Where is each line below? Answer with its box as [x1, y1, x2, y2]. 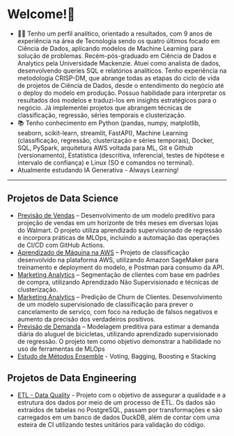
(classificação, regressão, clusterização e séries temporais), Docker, [17, 136, 214, 144]
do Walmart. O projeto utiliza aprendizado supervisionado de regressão [17, 226, 223, 234]
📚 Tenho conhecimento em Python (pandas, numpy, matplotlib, [17, 119, 201, 127]
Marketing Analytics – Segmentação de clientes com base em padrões [17, 270, 220, 278]
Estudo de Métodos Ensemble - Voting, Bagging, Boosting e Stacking [17, 352, 217, 360]
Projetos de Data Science [7, 193, 119, 204]
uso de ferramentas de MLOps [17, 345, 106, 353]
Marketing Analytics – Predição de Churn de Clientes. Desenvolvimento [17, 292, 223, 301]
